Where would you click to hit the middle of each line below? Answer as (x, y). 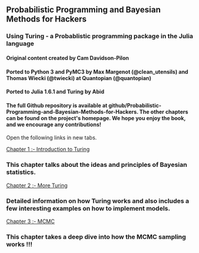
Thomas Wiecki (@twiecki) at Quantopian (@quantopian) (79, 78)
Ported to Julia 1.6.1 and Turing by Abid (55, 92)
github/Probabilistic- (135, 105)
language (20, 44)
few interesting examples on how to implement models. (88, 208)
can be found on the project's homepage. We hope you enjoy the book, (96, 118)
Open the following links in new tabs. (52, 138)
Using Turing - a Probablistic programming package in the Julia (99, 36)
